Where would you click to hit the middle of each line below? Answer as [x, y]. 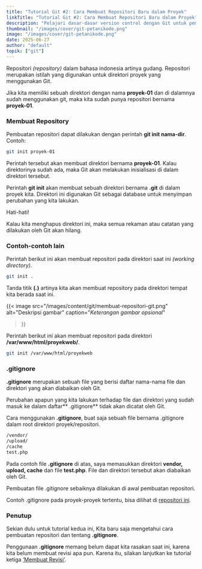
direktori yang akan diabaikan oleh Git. [54, 388]
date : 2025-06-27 [28, 40]
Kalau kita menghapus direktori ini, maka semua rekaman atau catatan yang [100, 224]
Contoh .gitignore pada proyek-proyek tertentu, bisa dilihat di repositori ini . [99, 500]
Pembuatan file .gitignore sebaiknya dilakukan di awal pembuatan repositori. [101, 488]
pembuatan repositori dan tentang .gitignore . [62, 535]
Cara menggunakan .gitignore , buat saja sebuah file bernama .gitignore [95, 418]
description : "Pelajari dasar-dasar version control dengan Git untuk [96, 23]
